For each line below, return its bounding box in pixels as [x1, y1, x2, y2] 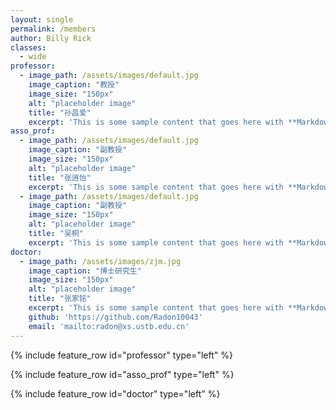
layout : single [10, 14, 74, 25]
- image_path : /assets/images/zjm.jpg [19, 256, 182, 266]
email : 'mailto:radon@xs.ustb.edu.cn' [28, 321, 190, 331]
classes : [10, 42, 47, 53]
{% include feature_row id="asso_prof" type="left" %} [10, 368, 235, 380]
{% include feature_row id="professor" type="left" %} [10, 349, 233, 361]
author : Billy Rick [10, 33, 92, 43]
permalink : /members [10, 24, 97, 34]
